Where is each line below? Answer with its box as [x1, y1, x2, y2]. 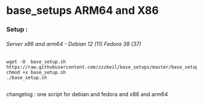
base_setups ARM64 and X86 [6, 4, 159, 18]
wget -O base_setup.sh [6, 59, 66, 65]
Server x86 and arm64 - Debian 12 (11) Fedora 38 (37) [6, 40, 142, 47]
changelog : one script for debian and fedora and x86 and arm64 [6, 91, 168, 98]
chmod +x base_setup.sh [6, 70, 66, 76]
